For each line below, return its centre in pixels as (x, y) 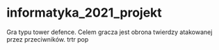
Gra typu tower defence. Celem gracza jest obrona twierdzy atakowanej (109, 32)
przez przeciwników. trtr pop (48, 39)
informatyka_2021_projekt (84, 13)
